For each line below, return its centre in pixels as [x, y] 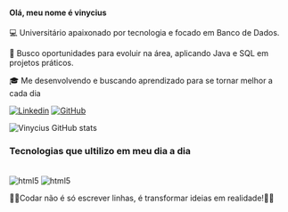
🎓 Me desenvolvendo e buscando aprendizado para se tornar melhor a [141, 81]
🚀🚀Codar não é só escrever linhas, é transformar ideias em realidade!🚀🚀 [142, 198]
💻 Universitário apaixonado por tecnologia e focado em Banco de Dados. [144, 33]
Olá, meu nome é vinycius [58, 12]
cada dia [25, 94]
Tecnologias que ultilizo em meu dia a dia [100, 151]
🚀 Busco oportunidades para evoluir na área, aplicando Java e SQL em [139, 53]
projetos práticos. [41, 63]
